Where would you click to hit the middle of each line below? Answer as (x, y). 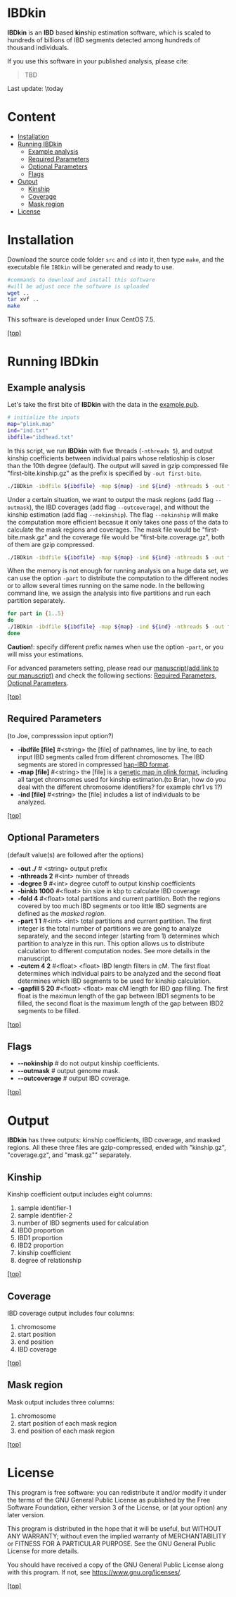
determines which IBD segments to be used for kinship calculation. (114, 981)
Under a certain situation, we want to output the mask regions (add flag (111, 499)
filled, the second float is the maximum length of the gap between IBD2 (120, 1003)
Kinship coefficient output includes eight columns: (80, 1194)
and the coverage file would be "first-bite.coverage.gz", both (137, 537)
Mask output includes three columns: (61, 1402)
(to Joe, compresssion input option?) (60, 735)
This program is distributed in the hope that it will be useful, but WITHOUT (114, 1529)
